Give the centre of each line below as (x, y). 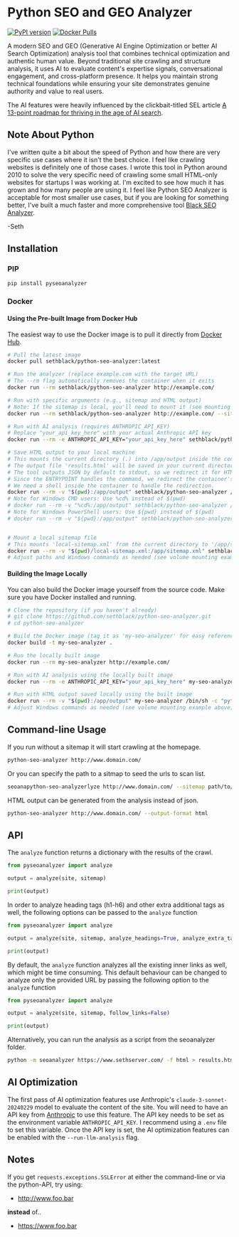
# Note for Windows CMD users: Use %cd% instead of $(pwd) (97, 499)
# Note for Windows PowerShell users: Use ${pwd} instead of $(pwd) (111, 512)
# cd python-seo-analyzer (46, 623)
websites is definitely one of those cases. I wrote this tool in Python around (117, 167)
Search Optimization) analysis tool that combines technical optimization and (118, 53)
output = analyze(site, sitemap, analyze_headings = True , (94, 938)
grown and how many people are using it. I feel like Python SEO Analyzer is (117, 190)
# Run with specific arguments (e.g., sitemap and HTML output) (105, 400)
